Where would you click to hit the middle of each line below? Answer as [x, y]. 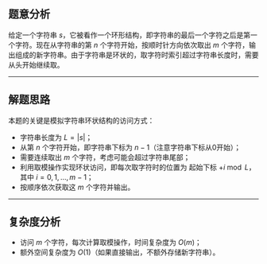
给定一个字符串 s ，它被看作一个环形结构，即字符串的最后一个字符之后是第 [130, 35]
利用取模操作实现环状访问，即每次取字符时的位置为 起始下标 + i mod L [134, 167]
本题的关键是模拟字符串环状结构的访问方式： [81, 120]
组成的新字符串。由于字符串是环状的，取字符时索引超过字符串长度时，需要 [137, 55]
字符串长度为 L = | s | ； [56, 137]
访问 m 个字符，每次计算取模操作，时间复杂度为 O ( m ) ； [111, 243]
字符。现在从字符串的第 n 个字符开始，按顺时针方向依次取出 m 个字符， [132, 45]
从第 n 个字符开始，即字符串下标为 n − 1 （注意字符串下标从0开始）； [130, 147]
